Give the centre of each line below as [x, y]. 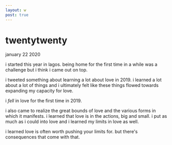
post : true [17, 15]
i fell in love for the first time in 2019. [44, 101]
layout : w [16, 10]
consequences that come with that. [43, 137]
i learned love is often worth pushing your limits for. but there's [71, 132]
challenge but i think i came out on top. [46, 70]
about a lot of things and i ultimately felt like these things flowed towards [82, 85]
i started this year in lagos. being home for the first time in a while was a [81, 64]
